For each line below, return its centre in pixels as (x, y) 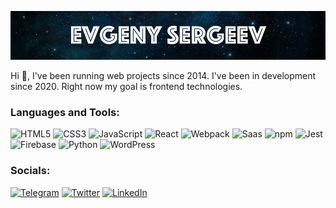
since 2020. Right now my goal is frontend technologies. (126, 87)
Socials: (30, 171)
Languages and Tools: (65, 113)
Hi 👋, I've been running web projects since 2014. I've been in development (163, 76)
